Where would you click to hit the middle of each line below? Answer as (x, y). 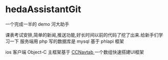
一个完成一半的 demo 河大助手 (37, 24)
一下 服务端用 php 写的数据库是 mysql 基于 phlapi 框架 (67, 41)
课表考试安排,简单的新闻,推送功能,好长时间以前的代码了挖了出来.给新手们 (82, 35)
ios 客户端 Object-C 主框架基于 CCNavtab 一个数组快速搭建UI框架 (75, 52)
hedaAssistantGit (43, 9)
